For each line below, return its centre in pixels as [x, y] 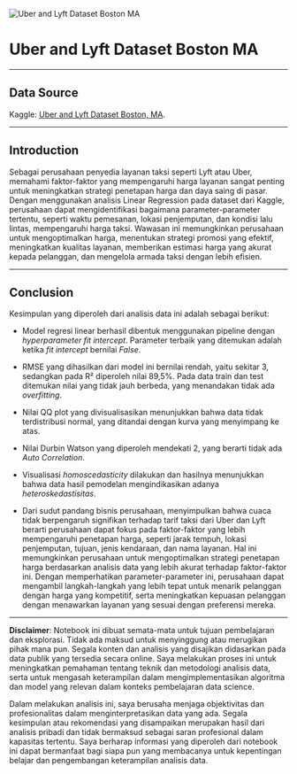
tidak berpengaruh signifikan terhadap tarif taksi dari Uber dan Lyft [144, 520]
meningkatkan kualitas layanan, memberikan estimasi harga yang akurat [141, 247]
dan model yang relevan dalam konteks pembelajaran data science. [132, 687]
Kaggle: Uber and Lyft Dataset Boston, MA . [88, 114]
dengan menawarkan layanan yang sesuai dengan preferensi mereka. [149, 605]
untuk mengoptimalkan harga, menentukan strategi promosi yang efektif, [141, 237]
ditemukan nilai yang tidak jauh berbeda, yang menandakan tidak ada [148, 386]
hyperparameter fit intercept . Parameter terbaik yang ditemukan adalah [152, 340]
